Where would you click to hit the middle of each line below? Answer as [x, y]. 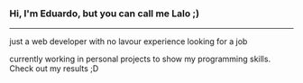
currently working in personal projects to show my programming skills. [140, 59]
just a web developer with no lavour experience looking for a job [129, 41]
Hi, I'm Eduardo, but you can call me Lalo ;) [105, 14]
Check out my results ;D [54, 69]
